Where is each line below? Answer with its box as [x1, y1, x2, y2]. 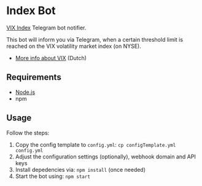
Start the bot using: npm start [15, 172, 91, 180]
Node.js [15, 88, 36, 96]
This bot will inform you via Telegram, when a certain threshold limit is [6, 36, 183, 43]
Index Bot [6, 4, 56, 18]
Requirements [6, 72, 61, 83]
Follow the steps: [6, 129, 50, 136]
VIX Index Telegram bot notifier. [6, 24, 87, 31]
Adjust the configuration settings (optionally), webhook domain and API [15, 153, 196, 160]
